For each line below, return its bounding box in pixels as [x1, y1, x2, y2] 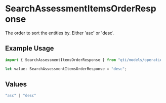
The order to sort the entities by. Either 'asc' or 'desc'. [5, 30, 115, 36]
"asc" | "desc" [5, 93, 37, 98]
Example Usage [5, 44, 54, 52]
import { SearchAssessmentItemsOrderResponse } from [5, 57, 116, 62]
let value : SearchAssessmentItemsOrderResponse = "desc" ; [5, 66, 127, 71]
